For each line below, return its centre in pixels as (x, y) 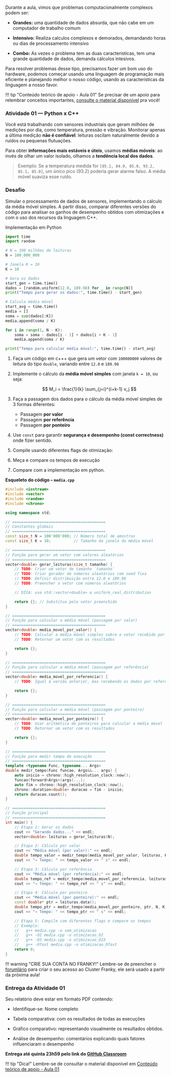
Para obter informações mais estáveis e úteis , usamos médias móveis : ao (84, 151)
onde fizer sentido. (32, 440)
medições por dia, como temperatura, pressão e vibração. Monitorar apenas (85, 130)
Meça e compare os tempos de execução (56, 460)
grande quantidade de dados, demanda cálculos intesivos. (74, 59)
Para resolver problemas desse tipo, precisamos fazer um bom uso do (79, 69)
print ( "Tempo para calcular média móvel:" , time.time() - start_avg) (81, 349)
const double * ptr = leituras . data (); (55, 903)
